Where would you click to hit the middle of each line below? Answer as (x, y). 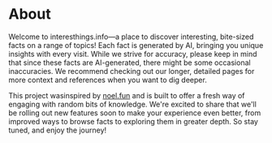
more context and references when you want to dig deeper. (108, 80)
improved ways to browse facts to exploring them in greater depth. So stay (133, 121)
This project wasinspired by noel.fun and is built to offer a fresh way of (127, 95)
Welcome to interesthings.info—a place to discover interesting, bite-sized (131, 37)
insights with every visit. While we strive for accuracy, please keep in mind (133, 54)
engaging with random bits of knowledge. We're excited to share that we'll (133, 104)
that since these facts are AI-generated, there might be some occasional (130, 63)
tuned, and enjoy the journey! (58, 130)
